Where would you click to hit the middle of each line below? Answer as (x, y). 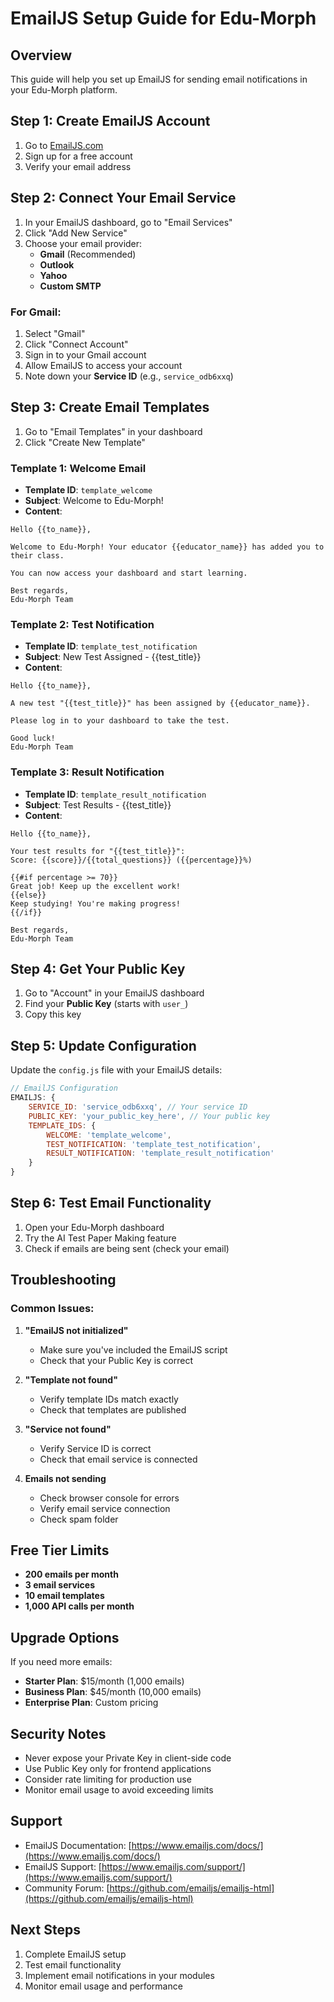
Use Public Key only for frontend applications (118, 1768)
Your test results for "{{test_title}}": (98, 851)
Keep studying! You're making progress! (96, 903)
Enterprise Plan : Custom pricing (91, 1703)
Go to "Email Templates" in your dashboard (113, 431)
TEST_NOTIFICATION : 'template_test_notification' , (154, 1144)
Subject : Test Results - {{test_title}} (98, 804)
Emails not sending (65, 1478)
